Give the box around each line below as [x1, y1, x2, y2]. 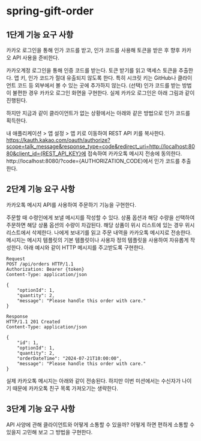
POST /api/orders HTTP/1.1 [6, 261, 74, 267]
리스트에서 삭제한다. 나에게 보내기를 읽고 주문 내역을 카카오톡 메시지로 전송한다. [6, 229, 192, 236]
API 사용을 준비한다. [12, 54, 60, 61]
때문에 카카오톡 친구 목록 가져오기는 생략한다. [12, 385, 119, 392]
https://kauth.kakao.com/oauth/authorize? [6, 137, 111, 143]
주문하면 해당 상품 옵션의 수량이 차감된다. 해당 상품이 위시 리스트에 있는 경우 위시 [6, 221, 195, 228]
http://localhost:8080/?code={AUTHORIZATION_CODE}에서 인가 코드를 [6, 158, 180, 164]
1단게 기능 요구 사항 [6, 29, 74, 40]
